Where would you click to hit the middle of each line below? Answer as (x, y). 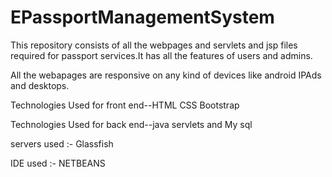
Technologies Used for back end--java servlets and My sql (131, 124)
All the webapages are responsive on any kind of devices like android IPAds (166, 75)
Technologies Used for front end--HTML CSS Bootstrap (125, 105)
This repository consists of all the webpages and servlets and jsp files (154, 45)
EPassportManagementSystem (142, 17)
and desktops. (40, 85)
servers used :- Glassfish (62, 143)
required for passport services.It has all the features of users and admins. (161, 55)
